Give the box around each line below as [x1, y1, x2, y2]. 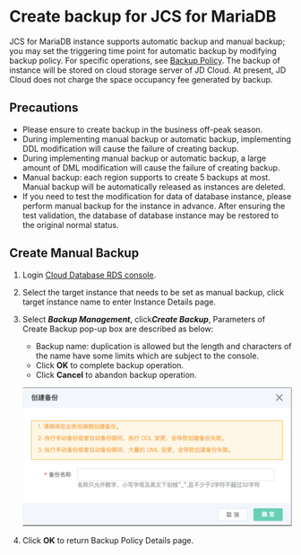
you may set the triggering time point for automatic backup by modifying [9, 45, 278, 56]
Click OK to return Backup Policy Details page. [21, 534, 194, 545]
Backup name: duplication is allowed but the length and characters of [35, 340, 292, 351]
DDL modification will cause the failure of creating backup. [21, 143, 239, 154]
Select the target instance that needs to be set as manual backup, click [21, 286, 285, 297]
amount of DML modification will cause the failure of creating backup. [21, 162, 280, 172]
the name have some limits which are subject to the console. [35, 350, 260, 361]
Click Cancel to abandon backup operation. [35, 369, 197, 380]
